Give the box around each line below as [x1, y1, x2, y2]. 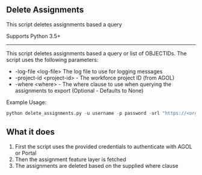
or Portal [14, 149, 37, 156]
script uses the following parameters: [6, 56, 99, 63]
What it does [6, 127, 55, 137]
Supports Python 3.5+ [6, 32, 61, 40]
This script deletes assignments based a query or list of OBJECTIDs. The [6, 49, 187, 57]
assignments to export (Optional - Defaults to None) [14, 87, 144, 94]
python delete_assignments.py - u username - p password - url [6, 110, 161, 116]
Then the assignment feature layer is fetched [14, 156, 126, 163]
